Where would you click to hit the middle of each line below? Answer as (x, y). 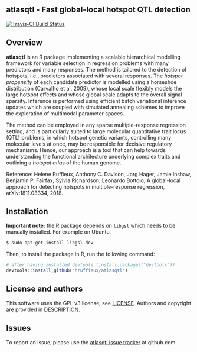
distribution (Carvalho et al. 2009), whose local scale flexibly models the (94, 88)
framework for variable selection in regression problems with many (88, 63)
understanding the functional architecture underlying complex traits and (93, 156)
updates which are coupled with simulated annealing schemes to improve (95, 107)
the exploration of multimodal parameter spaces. (65, 113)
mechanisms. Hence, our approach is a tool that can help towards (86, 150)
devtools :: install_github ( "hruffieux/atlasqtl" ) (67, 271)
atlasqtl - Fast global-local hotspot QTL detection (98, 10)
